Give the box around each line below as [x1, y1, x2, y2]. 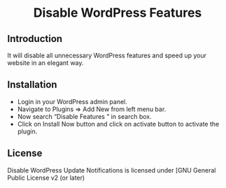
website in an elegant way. [7, 59, 84, 67]
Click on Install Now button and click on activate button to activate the [17, 120, 220, 128]
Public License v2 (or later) [7, 173, 85, 182]
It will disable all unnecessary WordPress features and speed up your [7, 51, 207, 59]
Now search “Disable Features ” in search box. [17, 112, 152, 120]
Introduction [7, 33, 63, 45]
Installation [7, 79, 57, 91]
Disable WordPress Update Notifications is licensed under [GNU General [7, 166, 216, 174]
